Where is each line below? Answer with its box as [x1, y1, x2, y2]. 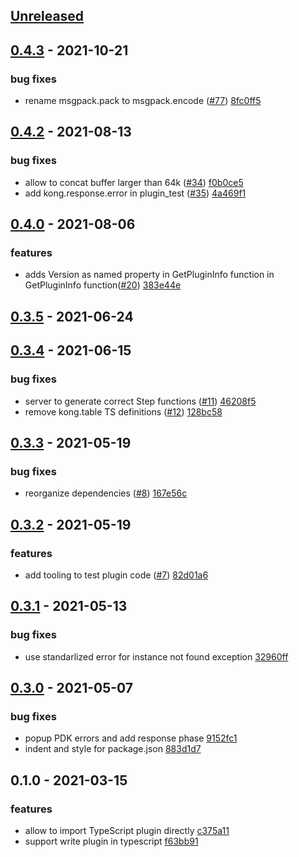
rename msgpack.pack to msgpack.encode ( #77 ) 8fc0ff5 [24, 95, 262, 107]
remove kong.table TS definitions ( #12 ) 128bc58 [24, 405, 223, 418]
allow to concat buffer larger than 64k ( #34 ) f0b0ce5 [24, 176, 244, 188]
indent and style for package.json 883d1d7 [24, 743, 202, 755]
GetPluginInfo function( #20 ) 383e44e [24, 279, 182, 291]
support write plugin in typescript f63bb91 [24, 835, 199, 847]
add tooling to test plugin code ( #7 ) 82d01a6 [24, 569, 209, 581]
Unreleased [10, 8, 85, 25]
